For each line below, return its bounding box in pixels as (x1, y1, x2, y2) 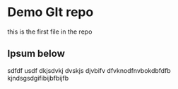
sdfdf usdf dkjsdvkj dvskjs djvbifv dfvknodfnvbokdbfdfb (7, 66, 171, 74)
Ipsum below (7, 48, 65, 60)
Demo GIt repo (7, 4, 94, 20)
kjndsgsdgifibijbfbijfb (7, 74, 69, 82)
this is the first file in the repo (7, 27, 93, 36)
